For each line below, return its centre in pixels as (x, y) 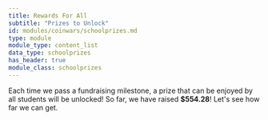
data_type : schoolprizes (50, 53)
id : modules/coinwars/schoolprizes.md (73, 30)
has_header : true (37, 61)
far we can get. (33, 107)
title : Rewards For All (48, 16)
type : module (30, 38)
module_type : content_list (53, 46)
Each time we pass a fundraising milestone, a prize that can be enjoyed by (131, 90)
